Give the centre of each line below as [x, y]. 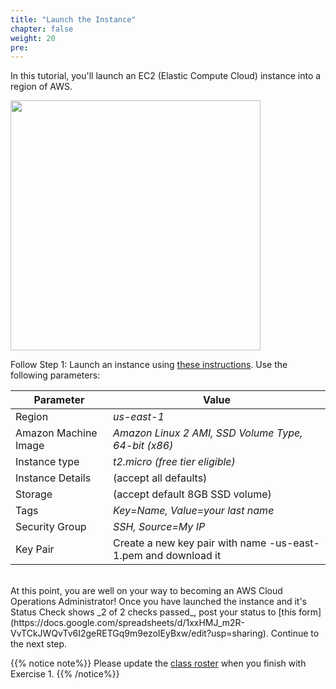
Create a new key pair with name [190, 543]
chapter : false [42, 29]
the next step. [39, 644]
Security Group [51, 527]
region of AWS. [41, 87]
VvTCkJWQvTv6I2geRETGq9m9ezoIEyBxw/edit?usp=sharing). [139, 633]
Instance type [47, 462]
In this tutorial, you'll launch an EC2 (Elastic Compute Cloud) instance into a [166, 76]
